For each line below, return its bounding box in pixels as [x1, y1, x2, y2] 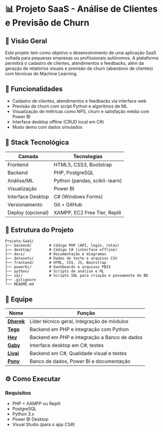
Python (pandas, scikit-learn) [54, 177, 122, 184]
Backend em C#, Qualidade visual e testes [29, 350, 127, 357]
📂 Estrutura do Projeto [5, 226, 74, 234]
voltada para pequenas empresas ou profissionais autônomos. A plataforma [5, 55, 159, 61]
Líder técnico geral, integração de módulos [29, 318, 129, 325]
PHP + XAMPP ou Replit [12, 401, 61, 406]
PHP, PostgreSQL [54, 169, 94, 176]
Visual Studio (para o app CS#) [12, 421, 75, 427]
